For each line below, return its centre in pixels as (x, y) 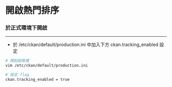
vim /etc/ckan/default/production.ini (47, 66)
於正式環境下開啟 (26, 28)
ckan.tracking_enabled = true (38, 80)
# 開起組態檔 (17, 61)
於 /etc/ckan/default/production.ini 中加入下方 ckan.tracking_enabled (85, 45)
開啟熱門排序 (33, 10)
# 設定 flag (17, 75)
